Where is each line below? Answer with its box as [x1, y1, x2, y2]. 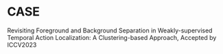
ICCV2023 [7, 40, 37, 49]
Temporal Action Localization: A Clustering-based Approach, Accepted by [7, 33, 217, 41]
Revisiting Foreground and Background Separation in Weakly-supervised [7, 26, 213, 34]
